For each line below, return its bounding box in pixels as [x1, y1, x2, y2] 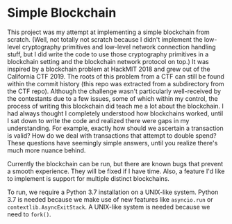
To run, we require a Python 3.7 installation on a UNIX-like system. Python [7, 188, 219, 196]
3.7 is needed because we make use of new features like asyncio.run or [7, 195, 213, 203]
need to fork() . [7, 210, 51, 218]
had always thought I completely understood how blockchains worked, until [7, 109, 224, 118]
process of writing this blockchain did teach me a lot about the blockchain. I [7, 102, 224, 110]
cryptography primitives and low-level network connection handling [22, 42, 217, 51]
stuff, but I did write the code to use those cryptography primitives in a [7, 50, 209, 58]
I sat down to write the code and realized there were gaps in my [7, 116, 190, 125]
